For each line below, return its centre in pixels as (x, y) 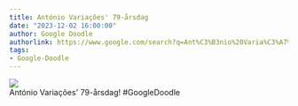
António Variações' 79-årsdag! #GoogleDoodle (94, 92)
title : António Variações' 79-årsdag (79, 17)
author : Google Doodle (51, 34)
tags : (19, 50)
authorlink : (31, 42)
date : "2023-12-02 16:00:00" (63, 26)
